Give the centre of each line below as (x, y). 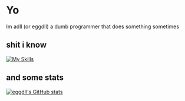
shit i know (27, 45)
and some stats (35, 78)
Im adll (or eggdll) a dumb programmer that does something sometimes (93, 26)
